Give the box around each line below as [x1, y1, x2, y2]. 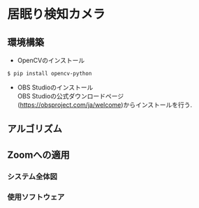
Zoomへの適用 [7, 149, 70, 161]
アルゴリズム [7, 123, 63, 135]
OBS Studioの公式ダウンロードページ [17, 92, 124, 100]
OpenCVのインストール [17, 57, 85, 64]
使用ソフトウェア [7, 192, 65, 202]
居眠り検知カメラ [7, 6, 106, 22]
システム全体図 [7, 172, 58, 181]
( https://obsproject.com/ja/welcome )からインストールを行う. [17, 101, 193, 109]
